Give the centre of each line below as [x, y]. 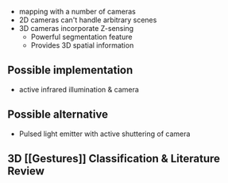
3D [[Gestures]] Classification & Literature [114, 159]
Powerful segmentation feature [81, 37]
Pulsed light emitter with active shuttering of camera [104, 134]
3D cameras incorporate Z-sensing [76, 28]
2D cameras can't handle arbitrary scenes [88, 20]
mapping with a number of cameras [77, 12]
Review [26, 171]
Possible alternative [58, 115]
